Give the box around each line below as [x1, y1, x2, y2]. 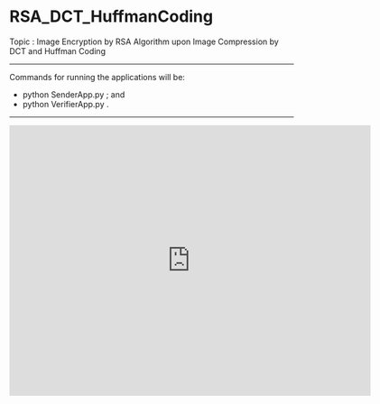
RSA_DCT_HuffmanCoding [9, 6, 214, 27]
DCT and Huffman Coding [9, 45, 107, 56]
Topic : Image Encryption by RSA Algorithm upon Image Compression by [9, 36, 280, 47]
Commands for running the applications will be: [9, 71, 185, 82]
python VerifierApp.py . [22, 98, 109, 109]
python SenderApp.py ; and [22, 88, 125, 100]
